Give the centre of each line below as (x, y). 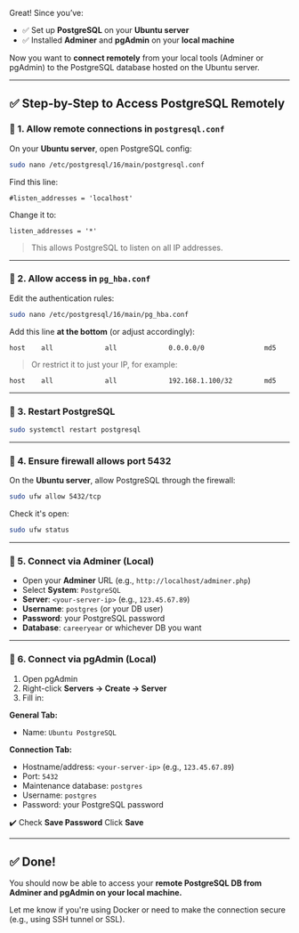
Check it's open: (39, 514)
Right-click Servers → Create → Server (94, 688)
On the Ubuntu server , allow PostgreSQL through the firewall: (122, 481)
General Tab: (33, 715)
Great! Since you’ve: (47, 13)
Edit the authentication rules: (62, 298)
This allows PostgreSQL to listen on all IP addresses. (127, 247)
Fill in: (33, 697)
